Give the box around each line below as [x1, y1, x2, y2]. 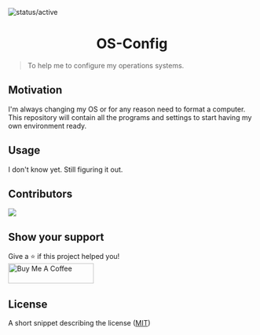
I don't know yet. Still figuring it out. [8, 165, 123, 174]
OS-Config [96, 35, 168, 53]
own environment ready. [8, 121, 87, 130]
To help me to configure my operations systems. [27, 60, 185, 70]
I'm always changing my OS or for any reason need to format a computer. [8, 104, 246, 114]
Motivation [8, 83, 63, 97]
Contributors [8, 187, 73, 200]
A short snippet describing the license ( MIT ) [8, 319, 151, 327]
